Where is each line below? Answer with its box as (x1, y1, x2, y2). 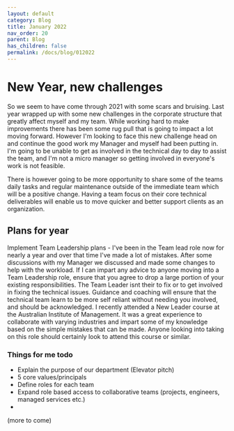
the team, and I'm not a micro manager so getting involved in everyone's (7, 154, 215, 162)
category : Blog (7, 17, 52, 24)
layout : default (7, 10, 54, 17)
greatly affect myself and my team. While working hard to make (7, 116, 189, 126)
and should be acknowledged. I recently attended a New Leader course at (7, 303, 220, 311)
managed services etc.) (17, 395, 86, 403)
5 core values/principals (17, 372, 87, 381)
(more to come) (7, 416, 52, 424)
